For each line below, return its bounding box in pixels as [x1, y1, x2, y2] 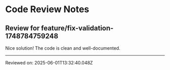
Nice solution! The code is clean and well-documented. [5, 45, 120, 51]
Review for [5, 24, 40, 32]
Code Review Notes [5, 4, 90, 15]
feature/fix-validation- [41, 24, 114, 32]
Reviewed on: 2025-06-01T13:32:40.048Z [5, 60, 93, 65]
